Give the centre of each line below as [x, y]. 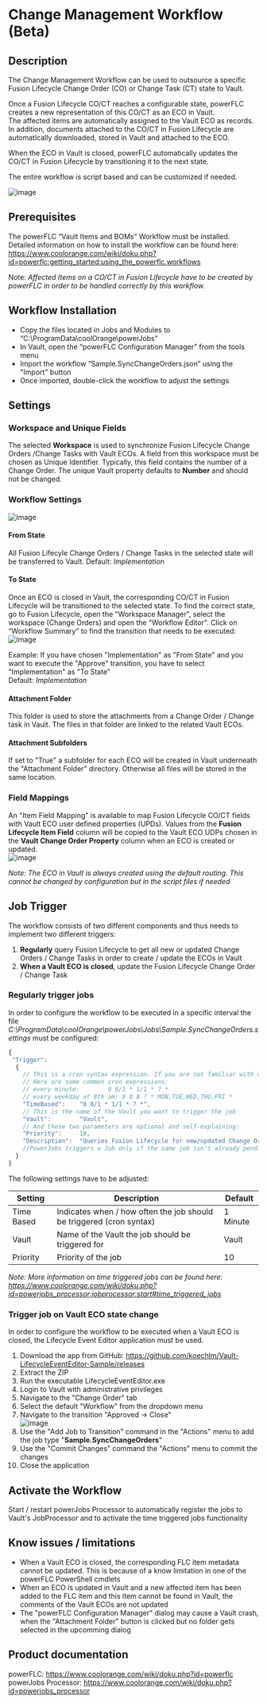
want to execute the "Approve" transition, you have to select [106, 663]
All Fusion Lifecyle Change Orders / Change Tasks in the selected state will [131, 553]
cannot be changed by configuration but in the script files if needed [119, 881]
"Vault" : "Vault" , [66, 1119]
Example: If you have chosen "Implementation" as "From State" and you [126, 655]
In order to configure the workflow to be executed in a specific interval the [130, 1012]
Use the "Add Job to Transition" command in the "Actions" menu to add [137, 1432]
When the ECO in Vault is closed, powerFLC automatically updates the [123, 153]
